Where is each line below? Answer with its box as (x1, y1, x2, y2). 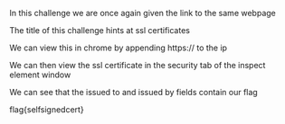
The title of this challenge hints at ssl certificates (9, 25, 190, 35)
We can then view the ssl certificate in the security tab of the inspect (9, 60, 266, 70)
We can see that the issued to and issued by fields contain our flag (9, 87, 258, 97)
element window (9, 69, 71, 80)
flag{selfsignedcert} (9, 104, 84, 115)
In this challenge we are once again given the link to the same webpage (9, 8, 276, 18)
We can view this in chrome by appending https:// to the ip (9, 42, 228, 53)
